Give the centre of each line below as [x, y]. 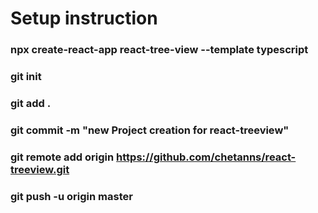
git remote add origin [62, 157]
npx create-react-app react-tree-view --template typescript [159, 50]
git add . [31, 103]
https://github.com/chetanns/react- [206, 157]
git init [26, 77]
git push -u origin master [71, 196]
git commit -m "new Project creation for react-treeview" [150, 130]
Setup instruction [84, 18]
